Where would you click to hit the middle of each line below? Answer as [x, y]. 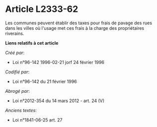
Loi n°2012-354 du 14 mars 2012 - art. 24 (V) [58, 101]
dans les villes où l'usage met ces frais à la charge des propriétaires [75, 28]
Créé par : [15, 53]
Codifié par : [17, 72]
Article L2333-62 [42, 9]
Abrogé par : [17, 91]
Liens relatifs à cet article [32, 43]
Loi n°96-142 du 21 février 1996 [44, 81]
